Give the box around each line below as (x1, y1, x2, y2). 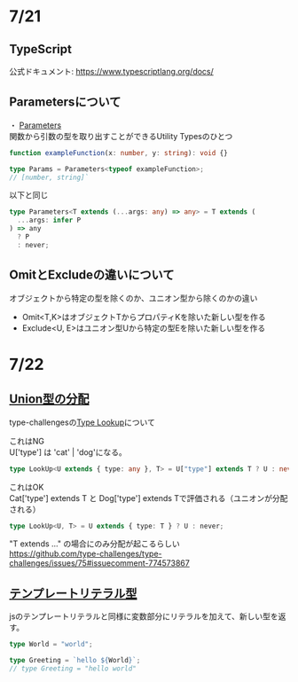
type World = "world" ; (9, 640, 93, 649)
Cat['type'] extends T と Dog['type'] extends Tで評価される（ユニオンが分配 (9, 492, 288, 503)
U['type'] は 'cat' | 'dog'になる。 (9, 446, 127, 458)
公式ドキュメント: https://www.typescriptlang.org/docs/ (9, 67, 215, 76)
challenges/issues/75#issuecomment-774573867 (9, 558, 191, 568)
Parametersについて (9, 95, 122, 110)
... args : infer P (17, 216, 82, 225)
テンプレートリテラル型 (9, 585, 137, 600)
